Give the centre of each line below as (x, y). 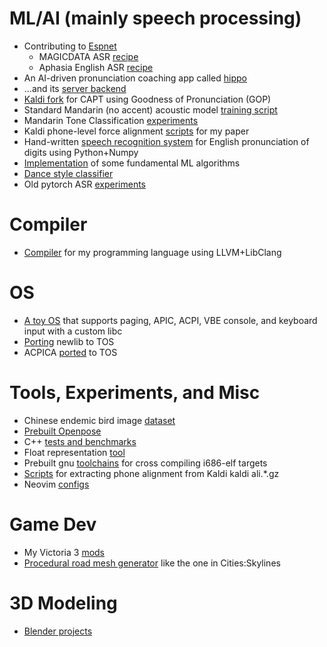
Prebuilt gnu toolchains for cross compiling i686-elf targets (145, 463)
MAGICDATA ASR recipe (88, 56)
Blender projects (58, 631)
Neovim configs (56, 484)
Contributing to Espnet (70, 46)
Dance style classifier (68, 173)
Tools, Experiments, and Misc (135, 393)
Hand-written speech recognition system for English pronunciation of (166, 141)
